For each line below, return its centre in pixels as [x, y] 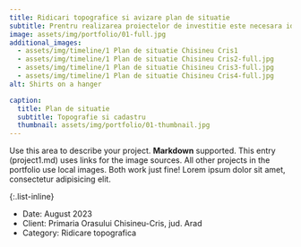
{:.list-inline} [32, 197]
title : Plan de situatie [64, 108]
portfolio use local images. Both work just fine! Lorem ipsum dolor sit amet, [147, 170]
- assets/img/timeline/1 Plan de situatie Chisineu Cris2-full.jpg [146, 59]
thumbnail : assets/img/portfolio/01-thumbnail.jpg [114, 125]
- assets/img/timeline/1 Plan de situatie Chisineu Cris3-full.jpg [146, 68]
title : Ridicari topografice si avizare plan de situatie [120, 17]
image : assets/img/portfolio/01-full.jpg [88, 34]
